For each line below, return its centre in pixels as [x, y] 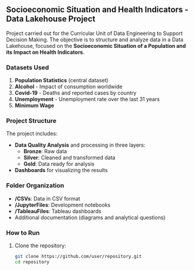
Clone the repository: [40, 246]
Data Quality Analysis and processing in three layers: [80, 145]
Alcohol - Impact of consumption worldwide [68, 87]
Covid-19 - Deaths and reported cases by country [75, 93]
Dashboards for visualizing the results [61, 170]
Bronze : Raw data [45, 151]
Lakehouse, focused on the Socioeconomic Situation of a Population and [96, 46]
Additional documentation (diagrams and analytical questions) [90, 217]
